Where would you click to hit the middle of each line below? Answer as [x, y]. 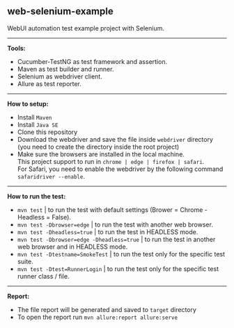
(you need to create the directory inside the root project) [98, 147]
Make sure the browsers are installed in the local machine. [101, 154]
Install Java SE [38, 124]
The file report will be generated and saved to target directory [107, 309]
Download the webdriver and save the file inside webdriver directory [115, 139]
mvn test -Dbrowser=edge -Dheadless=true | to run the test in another [116, 239]
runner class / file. [43, 276]
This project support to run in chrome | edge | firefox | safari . [111, 161]
